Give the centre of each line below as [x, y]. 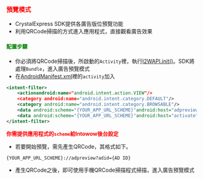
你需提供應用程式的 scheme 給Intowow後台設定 [63, 134]
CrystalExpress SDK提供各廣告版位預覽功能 [69, 24]
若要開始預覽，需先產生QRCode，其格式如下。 [73, 146]
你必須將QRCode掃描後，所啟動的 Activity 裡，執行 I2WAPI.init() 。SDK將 [105, 61]
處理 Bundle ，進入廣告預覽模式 [52, 68]
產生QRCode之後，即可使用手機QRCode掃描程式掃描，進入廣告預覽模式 [105, 170]
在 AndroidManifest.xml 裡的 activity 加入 [65, 76]
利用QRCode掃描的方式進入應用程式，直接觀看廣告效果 [84, 31]
